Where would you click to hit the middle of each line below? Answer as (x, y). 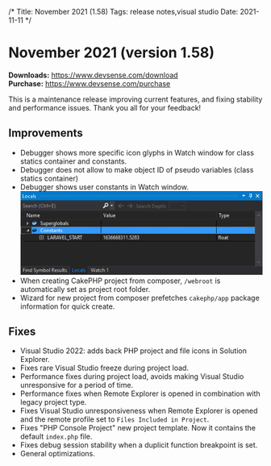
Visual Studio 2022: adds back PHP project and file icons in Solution (133, 351)
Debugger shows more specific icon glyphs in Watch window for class (137, 152)
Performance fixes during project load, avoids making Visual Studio (132, 377)
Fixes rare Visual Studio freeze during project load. (104, 368)
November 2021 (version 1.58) (112, 53)
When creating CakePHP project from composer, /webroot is (120, 281)
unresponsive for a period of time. (77, 385)
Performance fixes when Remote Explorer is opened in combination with (140, 393)
